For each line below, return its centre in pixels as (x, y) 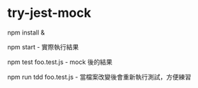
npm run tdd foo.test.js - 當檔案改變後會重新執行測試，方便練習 (99, 77)
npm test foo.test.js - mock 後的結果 (60, 62)
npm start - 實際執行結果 (43, 46)
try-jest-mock (49, 13)
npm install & (26, 32)
